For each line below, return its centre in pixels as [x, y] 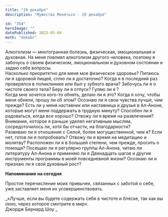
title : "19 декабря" [27, 10]
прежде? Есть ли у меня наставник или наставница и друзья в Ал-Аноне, [84, 105]
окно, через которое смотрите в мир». [47, 204]
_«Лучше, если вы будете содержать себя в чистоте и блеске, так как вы [84, 198]
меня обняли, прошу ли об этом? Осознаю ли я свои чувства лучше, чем [84, 100]
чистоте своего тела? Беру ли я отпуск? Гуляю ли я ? [62, 89]
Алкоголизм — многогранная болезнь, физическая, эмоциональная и [80, 52]
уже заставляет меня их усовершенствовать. [54, 189]
